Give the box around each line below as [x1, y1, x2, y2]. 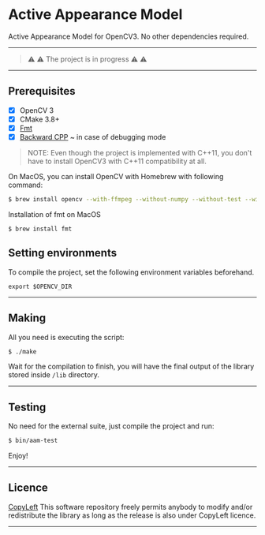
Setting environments [8, 246, 117, 260]
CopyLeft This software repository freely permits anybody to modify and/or [8, 502, 253, 511]
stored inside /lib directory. [8, 370, 100, 380]
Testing [8, 400, 47, 413]
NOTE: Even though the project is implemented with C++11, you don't [27, 148, 252, 157]
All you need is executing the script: [8, 332, 125, 342]
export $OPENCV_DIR [8, 282, 73, 290]
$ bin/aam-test [8, 436, 58, 445]
